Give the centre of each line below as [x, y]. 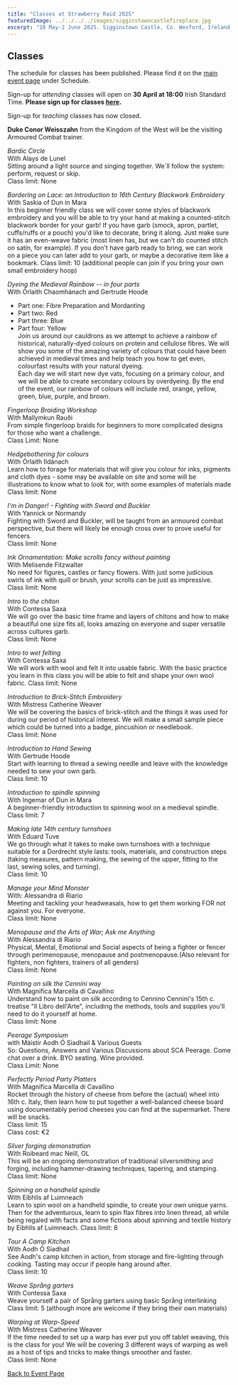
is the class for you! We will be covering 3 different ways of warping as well [118, 1344]
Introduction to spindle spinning [54, 792]
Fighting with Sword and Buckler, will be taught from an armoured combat [115, 521]
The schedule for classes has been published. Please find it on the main [113, 73]
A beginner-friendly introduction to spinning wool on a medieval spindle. [113, 807]
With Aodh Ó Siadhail [38, 1249]
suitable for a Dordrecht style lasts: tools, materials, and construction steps [117, 851]
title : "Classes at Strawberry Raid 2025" [71, 14]
